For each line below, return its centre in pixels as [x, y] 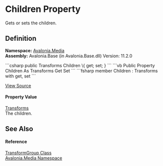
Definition [21, 39]
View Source [18, 85]
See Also [19, 129]
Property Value [21, 97]
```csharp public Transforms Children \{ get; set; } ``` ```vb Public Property [80, 65]
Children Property [43, 9]
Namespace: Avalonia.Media [35, 50]
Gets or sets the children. [31, 23]
